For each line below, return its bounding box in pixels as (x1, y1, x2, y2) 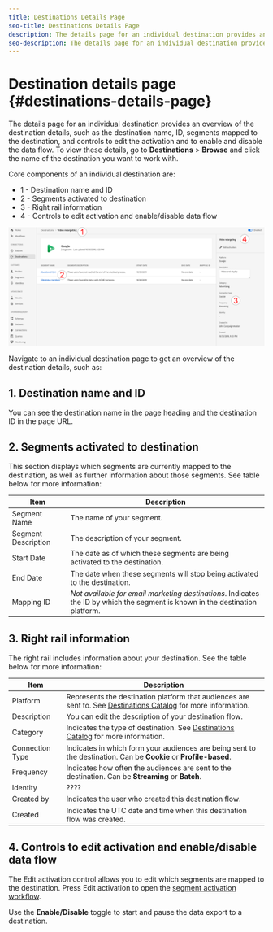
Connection (11, 743, 51, 752)
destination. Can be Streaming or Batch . (66, 771, 201, 781)
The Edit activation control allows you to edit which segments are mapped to (8, 874, 265, 884)
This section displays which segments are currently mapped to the (8, 462, 232, 472)
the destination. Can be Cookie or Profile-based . (66, 751, 232, 761)
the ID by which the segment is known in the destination (70, 597, 258, 607)
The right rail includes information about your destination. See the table (8, 653, 247, 663)
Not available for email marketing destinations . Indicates (70, 588, 260, 598)
